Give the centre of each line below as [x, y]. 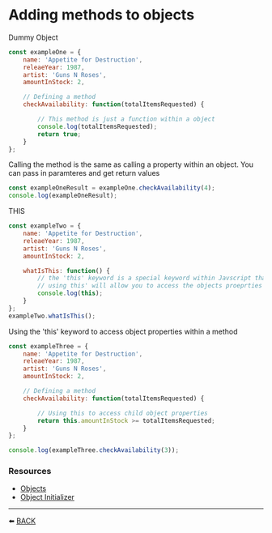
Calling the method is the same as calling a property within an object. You [131, 164]
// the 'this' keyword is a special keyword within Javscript [144, 278]
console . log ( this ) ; [70, 293]
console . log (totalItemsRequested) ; [98, 126]
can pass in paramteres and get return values [84, 173]
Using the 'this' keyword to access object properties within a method [123, 331]
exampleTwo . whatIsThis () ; [52, 316]
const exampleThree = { [49, 346]
